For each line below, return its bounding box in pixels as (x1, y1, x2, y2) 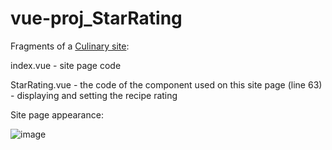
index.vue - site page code (10, 59, 122, 71)
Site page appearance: (10, 108, 104, 121)
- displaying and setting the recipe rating (10, 89, 178, 101)
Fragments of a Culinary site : (10, 40, 130, 52)
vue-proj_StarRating (10, 7, 183, 30)
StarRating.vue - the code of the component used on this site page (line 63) (10, 78, 323, 91)
